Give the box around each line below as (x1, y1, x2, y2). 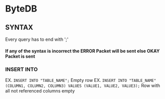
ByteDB (5, 3, 38, 15)
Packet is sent (5, 53, 35, 59)
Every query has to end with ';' (5, 36, 69, 42)
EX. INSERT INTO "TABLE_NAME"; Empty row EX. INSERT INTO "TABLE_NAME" (5, 77, 156, 83)
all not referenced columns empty (5, 87, 75, 93)
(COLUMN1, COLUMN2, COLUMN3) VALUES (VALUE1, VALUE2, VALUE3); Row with (5, 82, 160, 88)
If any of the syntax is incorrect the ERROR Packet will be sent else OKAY (5, 48, 160, 54)
